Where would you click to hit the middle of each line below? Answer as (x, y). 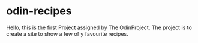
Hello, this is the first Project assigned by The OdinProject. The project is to (99, 27)
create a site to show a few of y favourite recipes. (67, 33)
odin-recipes (39, 11)
